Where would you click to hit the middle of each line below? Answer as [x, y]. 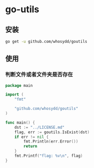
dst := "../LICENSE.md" [40, 127]
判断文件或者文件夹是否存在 [39, 75]
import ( [14, 95]
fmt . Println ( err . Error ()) [51, 141]
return [30, 147]
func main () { [20, 123]
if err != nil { [32, 137]
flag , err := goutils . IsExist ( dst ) [52, 132]
